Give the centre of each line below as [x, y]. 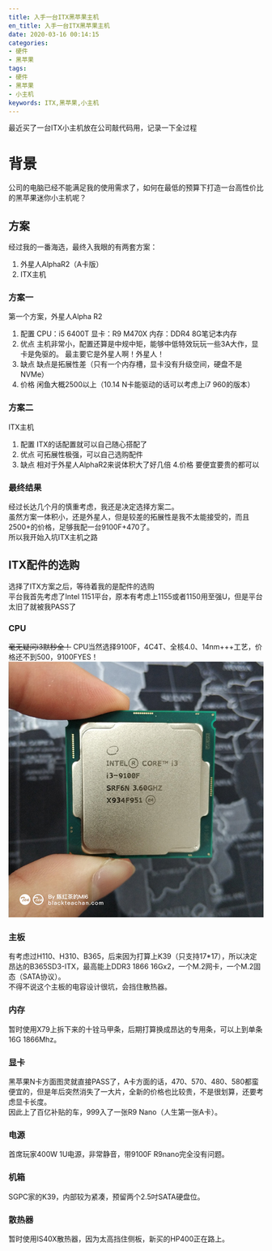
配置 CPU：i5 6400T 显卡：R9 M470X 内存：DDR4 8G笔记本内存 [128, 334]
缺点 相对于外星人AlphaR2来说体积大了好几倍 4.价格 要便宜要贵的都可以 [140, 464]
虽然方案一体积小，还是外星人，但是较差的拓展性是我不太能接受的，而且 [129, 517]
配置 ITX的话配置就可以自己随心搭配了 [84, 444]
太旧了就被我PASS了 [42, 606]
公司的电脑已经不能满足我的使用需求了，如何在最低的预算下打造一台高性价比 [136, 188]
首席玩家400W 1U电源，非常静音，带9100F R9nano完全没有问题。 [119, 1154]
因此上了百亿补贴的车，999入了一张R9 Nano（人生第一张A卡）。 [115, 1112]
